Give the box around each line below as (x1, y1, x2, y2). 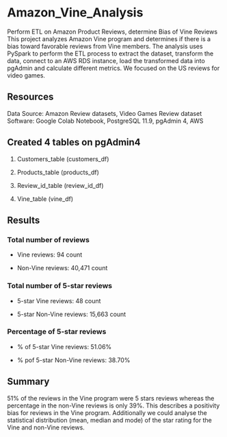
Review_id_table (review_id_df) (16, 181, 104, 189)
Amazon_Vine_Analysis (7, 5, 144, 21)
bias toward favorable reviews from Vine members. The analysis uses (7, 42, 203, 50)
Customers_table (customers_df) (16, 154, 109, 163)
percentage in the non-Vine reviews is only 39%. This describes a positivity (7, 401, 220, 410)
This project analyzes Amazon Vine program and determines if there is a (7, 34, 211, 43)
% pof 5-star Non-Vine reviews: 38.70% (16, 355, 131, 364)
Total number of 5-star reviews (7, 281, 113, 291)
